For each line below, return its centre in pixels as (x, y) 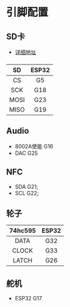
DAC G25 (26, 153)
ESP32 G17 (28, 299)
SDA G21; (26, 186)
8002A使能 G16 (34, 146)
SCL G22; (27, 193)
